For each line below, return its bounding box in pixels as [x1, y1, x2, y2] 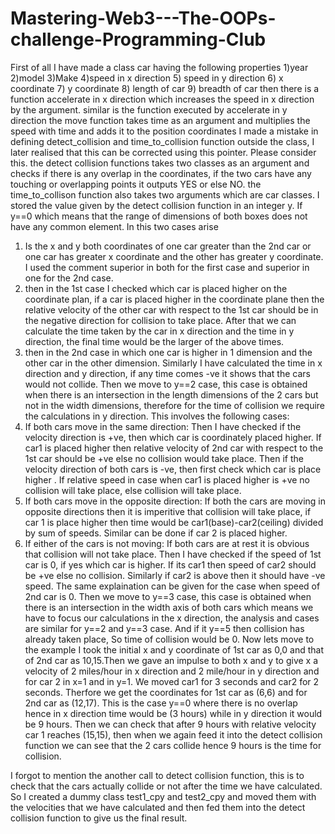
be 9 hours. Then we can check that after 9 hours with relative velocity [24, 718, 317, 730]
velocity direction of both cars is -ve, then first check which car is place [24, 463, 322, 475]
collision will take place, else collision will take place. [24, 484, 242, 496]
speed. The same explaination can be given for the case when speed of [24, 580, 321, 592]
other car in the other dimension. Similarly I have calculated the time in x [24, 357, 323, 369]
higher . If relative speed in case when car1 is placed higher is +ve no [24, 473, 311, 486]
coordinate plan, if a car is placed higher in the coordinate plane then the [24, 293, 325, 305]
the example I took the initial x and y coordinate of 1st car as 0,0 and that [24, 643, 325, 656]
